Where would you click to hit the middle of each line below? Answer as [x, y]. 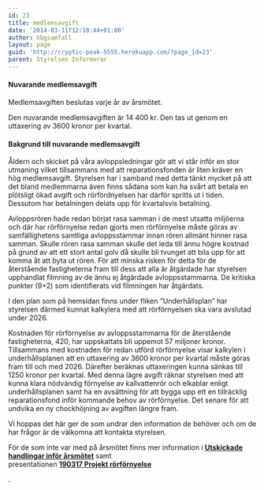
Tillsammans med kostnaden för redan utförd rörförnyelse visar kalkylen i [127, 350]
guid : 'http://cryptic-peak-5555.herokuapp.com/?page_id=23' [111, 52]
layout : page [30, 45]
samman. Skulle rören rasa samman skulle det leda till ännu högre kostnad [129, 244]
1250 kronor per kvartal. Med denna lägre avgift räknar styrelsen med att [126, 375]
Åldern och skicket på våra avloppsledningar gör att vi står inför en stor [124, 162]
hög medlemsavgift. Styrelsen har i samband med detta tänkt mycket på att [130, 178]
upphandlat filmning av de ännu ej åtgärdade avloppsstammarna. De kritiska [132, 278]
